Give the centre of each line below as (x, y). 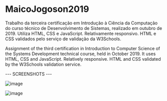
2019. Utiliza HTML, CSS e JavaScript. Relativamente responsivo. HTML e (81, 33)
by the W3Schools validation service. (43, 64)
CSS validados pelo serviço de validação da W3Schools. (63, 39)
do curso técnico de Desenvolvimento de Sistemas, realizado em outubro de (84, 28)
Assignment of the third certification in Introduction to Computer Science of (83, 48)
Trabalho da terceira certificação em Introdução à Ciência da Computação (82, 23)
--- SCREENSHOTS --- (29, 74)
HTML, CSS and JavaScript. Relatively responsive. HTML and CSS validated (83, 59)
